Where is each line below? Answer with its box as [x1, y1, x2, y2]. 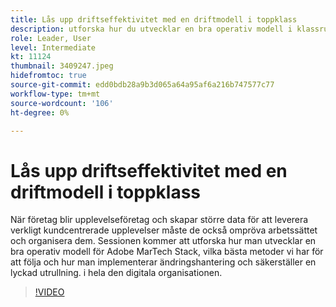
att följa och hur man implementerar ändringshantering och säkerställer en [10, 256, 317, 268]
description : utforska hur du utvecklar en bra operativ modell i [10, 24, 293, 34]
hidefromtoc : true [10, 71, 87, 81]
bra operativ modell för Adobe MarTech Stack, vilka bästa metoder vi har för [10, 246, 324, 258]
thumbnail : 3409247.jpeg [10, 61, 114, 71]
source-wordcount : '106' [10, 98, 114, 108]
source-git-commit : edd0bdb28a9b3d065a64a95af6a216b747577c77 [10, 80, 275, 90]
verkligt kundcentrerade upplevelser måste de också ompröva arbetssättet [10, 224, 318, 236]
